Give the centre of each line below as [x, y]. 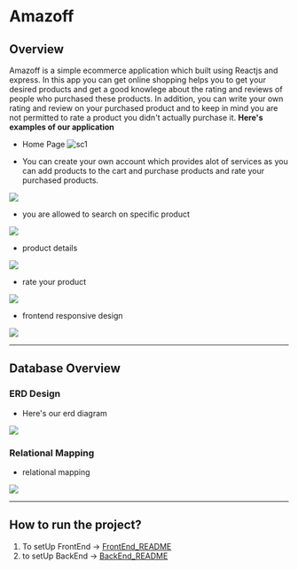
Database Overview [65, 369]
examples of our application [62, 127]
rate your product [54, 282]
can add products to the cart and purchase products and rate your [143, 171]
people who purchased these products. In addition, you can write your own [146, 99]
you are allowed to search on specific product [106, 214]
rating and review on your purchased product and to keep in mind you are [144, 108]
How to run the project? [75, 525]
